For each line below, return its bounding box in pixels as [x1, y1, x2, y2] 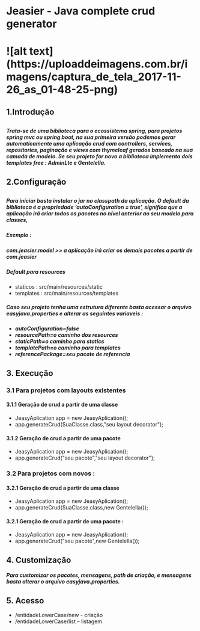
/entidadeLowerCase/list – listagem [14, 618, 103, 625]
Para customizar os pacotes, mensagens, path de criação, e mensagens [6, 571, 192, 579]
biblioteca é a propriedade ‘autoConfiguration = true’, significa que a [6, 203, 183, 211]
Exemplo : [6, 232, 32, 239]
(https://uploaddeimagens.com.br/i [6, 57, 188, 71]
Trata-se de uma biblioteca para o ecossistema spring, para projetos [6, 128, 183, 135]
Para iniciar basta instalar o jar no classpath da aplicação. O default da [6, 197, 189, 204]
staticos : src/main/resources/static [14, 283, 103, 291]
